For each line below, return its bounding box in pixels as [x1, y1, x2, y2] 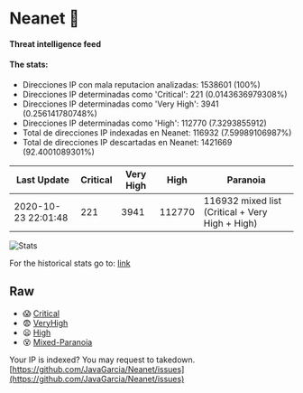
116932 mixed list [203, 194, 282, 207]
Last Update [16, 173, 70, 186]
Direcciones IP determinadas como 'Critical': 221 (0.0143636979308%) [22, 89, 288, 99]
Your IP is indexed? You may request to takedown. [9, 354, 196, 365]
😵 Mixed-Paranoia [22, 336, 93, 347]
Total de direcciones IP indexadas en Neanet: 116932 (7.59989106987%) [22, 126, 292, 138]
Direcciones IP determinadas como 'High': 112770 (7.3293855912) [22, 117, 268, 128]
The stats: [9, 59, 49, 70]
